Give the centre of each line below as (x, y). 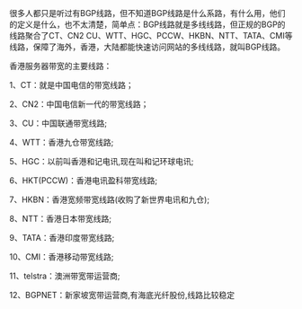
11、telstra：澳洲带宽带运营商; (65, 276)
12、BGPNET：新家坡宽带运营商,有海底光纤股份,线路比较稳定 (122, 295)
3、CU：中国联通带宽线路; (58, 123)
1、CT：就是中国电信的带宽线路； (71, 85)
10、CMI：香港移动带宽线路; (62, 257)
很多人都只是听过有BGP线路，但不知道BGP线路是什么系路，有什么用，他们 (147, 13)
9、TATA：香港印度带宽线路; (62, 238)
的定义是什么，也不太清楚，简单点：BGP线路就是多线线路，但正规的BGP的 (147, 24)
